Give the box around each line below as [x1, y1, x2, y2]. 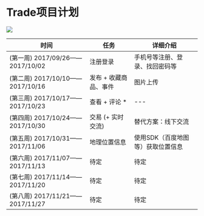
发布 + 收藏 [89, 73, 121, 82]
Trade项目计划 [6, 5, 79, 19]
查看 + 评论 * [89, 98, 127, 106]
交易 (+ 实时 [89, 113, 124, 121]
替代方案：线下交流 [134, 117, 189, 126]
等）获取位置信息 [134, 142, 183, 150]
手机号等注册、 [134, 53, 177, 61]
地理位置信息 [89, 138, 126, 146]
